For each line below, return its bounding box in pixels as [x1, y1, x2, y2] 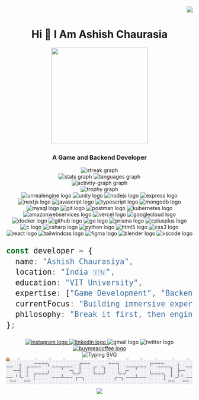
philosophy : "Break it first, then [15, 310, 166, 319]
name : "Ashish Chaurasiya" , [15, 256, 134, 266]
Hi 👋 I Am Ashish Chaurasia [31, 28, 168, 41]
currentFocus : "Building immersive [15, 299, 166, 309]
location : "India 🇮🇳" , [15, 267, 115, 277]
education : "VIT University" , [15, 278, 143, 287]
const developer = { [6, 246, 93, 256]
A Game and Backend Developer [52, 153, 147, 161]
